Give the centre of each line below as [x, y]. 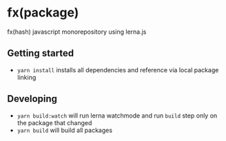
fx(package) [43, 13]
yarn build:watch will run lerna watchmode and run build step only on [117, 116]
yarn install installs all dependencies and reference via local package [118, 69]
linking [27, 77]
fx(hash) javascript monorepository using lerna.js [77, 32]
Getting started [41, 53]
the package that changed [54, 122]
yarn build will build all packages [64, 130]
